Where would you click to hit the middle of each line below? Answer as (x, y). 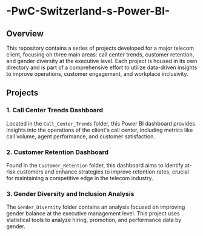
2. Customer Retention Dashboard (58, 152)
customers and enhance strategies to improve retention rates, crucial (103, 172)
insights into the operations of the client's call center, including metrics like (100, 130)
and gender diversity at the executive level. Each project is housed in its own (102, 61)
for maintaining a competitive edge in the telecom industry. (80, 178)
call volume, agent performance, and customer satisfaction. (81, 136)
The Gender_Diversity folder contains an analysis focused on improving (96, 207)
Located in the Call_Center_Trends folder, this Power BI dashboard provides (101, 123)
